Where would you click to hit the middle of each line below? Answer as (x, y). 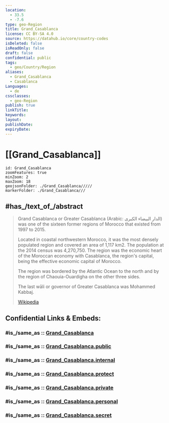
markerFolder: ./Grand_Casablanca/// (45, 191)
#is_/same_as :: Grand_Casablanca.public (58, 347)
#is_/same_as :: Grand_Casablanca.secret (58, 415)
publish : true (20, 106)
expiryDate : (18, 129)
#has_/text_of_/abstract (44, 206)
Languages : (17, 86)
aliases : (15, 72)
